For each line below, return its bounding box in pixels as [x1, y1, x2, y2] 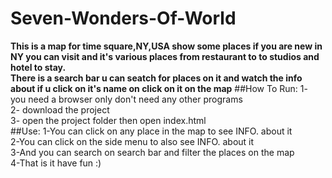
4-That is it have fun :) [10, 157, 102, 169]
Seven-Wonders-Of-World [10, 7, 237, 30]
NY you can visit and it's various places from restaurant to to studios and [10, 50, 320, 62]
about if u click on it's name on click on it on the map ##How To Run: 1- [10, 82, 308, 94]
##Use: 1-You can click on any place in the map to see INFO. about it [10, 125, 293, 137]
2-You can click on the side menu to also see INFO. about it [10, 135, 255, 147]
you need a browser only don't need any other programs [10, 93, 243, 105]
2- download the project [10, 103, 110, 116]
